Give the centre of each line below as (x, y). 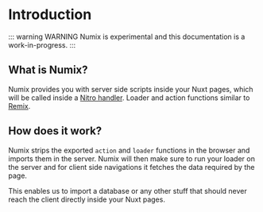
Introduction (50, 15)
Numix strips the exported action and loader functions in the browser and (129, 150)
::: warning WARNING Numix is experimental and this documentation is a (127, 37)
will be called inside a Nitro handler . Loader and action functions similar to (129, 98)
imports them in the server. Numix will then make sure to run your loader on (132, 158)
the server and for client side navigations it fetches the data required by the (131, 167)
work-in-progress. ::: (42, 44)
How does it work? (55, 131)
